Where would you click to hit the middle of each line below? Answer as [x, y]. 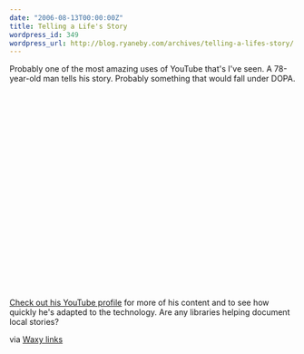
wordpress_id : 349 [44, 34]
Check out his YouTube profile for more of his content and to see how [139, 303]
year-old [25, 79]
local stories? [34, 322]
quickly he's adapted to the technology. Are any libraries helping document [150, 312]
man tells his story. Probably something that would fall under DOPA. [169, 79]
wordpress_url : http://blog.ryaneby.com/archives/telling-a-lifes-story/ [152, 43]
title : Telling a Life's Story [69, 26]
